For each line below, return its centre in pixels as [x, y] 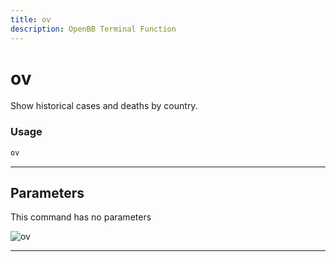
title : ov [31, 19]
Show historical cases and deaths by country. [104, 106]
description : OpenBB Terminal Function [93, 29]
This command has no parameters [81, 217]
